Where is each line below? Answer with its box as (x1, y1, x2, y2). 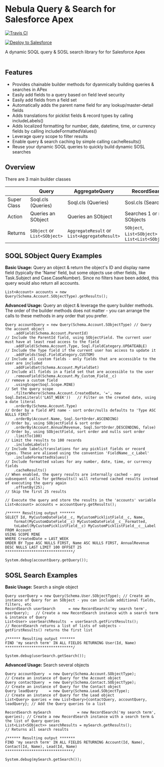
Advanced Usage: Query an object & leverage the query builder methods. (5, 302, 154, 309)
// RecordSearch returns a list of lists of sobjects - (5, 624, 121, 629)
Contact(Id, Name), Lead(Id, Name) (5, 744, 78, 749)
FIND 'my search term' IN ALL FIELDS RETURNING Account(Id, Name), (5, 740, 145, 745)
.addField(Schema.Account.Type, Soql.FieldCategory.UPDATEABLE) (14, 344, 147, 349)
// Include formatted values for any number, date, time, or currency (5, 459, 152, 464)
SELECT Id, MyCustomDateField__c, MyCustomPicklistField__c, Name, (5, 515, 145, 520)
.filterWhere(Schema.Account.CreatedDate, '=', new (14, 391, 121, 396)
